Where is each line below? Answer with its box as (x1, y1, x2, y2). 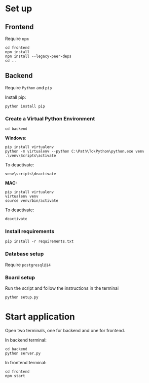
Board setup (5, 274, 36, 281)
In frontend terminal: (5, 359, 47, 365)
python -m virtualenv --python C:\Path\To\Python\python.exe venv (5, 149, 145, 154)
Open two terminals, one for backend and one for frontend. (5, 327, 125, 333)
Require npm (5, 36, 29, 41)
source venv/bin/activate (5, 198, 58, 203)
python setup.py (5, 295, 38, 300)
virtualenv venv (5, 194, 38, 199)
